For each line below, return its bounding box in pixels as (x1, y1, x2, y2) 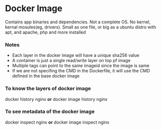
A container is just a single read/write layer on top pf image (12, 58, 131, 64)
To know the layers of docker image (5, 85, 91, 92)
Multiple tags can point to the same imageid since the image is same (12, 63, 150, 68)
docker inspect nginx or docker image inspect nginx (5, 119, 109, 125)
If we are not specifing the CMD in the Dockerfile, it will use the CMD (12, 68, 150, 74)
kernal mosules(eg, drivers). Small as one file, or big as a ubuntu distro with (5, 24, 157, 30)
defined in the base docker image (12, 73, 80, 79)
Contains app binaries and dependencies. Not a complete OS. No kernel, (5, 19, 151, 25)
